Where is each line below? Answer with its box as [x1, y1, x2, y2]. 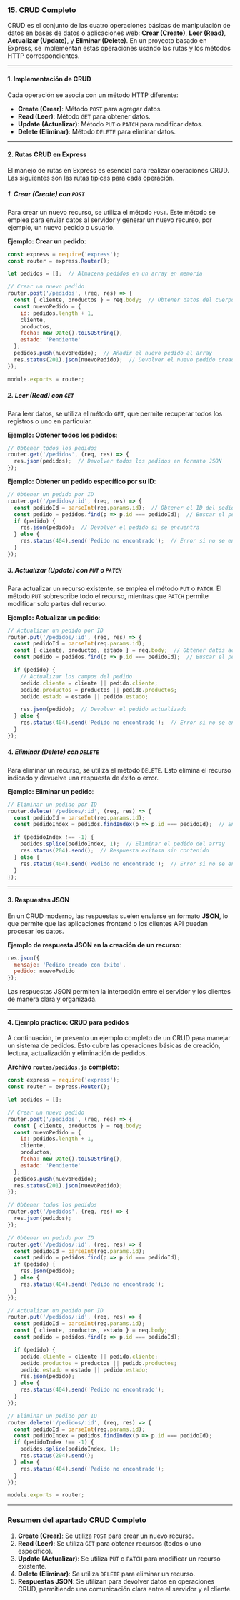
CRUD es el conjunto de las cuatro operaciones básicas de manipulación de [7, 21, 231, 30]
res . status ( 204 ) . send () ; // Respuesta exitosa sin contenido [20, 847, 209, 855]
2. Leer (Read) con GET [7, 391, 74, 400]
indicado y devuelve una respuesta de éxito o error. [7, 773, 159, 782]
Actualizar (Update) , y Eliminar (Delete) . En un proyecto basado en [7, 36, 207, 45]
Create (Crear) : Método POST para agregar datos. [17, 104, 163, 113]
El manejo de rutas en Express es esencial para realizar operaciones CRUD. [7, 166, 230, 174]
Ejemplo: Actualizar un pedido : [7, 613, 101, 622]
